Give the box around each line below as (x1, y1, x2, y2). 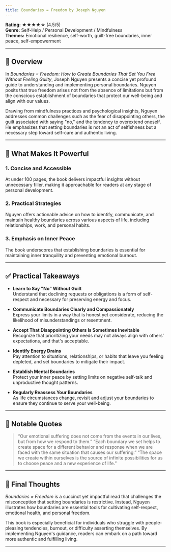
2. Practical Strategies (5, 200, 62, 207)
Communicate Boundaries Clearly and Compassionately (12, 306, 134, 312)
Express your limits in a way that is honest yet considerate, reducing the (12, 311, 164, 317)
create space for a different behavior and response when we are (17, 444, 153, 450)
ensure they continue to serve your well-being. (12, 400, 111, 406)
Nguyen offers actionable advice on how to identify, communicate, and (5, 212, 154, 218)
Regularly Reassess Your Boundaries (12, 389, 93, 395)
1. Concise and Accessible (5, 165, 71, 172)
